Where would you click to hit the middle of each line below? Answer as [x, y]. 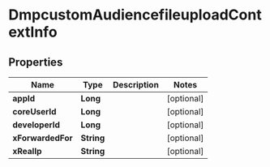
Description [136, 85]
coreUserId [34, 111]
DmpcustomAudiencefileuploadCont [135, 15]
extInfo [33, 32]
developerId [36, 125]
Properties [36, 62]
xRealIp [27, 151]
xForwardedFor [43, 138]
